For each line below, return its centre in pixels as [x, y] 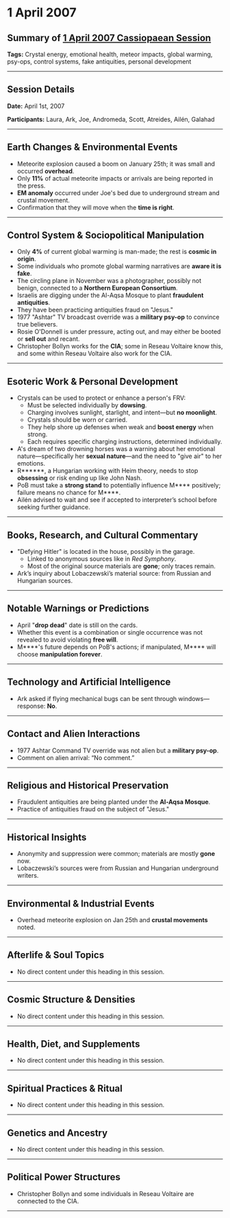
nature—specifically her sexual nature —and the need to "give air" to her [119, 456]
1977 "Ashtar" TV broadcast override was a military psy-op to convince [118, 317]
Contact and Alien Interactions [74, 734]
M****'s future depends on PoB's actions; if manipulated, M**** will [116, 647]
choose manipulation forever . [60, 654]
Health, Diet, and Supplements [74, 1044]
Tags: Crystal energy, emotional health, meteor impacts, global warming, [110, 54]
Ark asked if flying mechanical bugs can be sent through [97, 698]
